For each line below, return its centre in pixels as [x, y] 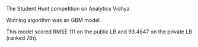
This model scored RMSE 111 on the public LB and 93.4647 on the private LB [99, 32]
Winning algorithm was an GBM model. [54, 20]
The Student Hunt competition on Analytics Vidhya [68, 9]
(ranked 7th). [22, 38]
